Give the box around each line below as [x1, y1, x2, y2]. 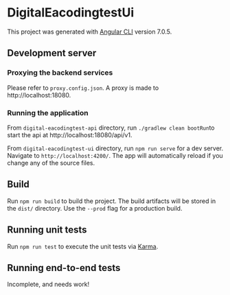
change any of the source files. [7, 158, 95, 167]
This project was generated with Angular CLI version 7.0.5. [7, 27, 172, 36]
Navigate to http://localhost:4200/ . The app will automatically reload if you [7, 151, 223, 159]
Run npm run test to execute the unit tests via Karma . [7, 242, 159, 250]
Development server [7, 47, 97, 59]
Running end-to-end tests [7, 262, 121, 274]
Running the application [7, 108, 89, 117]
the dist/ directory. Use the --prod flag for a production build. [7, 204, 183, 212]
